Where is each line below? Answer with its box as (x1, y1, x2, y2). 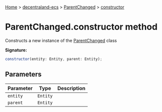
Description (57, 84, 86, 91)
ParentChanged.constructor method (5, 22, 158, 32)
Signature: (5, 47, 27, 53)
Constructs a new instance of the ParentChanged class (5, 37, 117, 43)
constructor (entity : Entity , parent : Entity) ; (5, 56, 102, 61)
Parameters (5, 70, 42, 79)
